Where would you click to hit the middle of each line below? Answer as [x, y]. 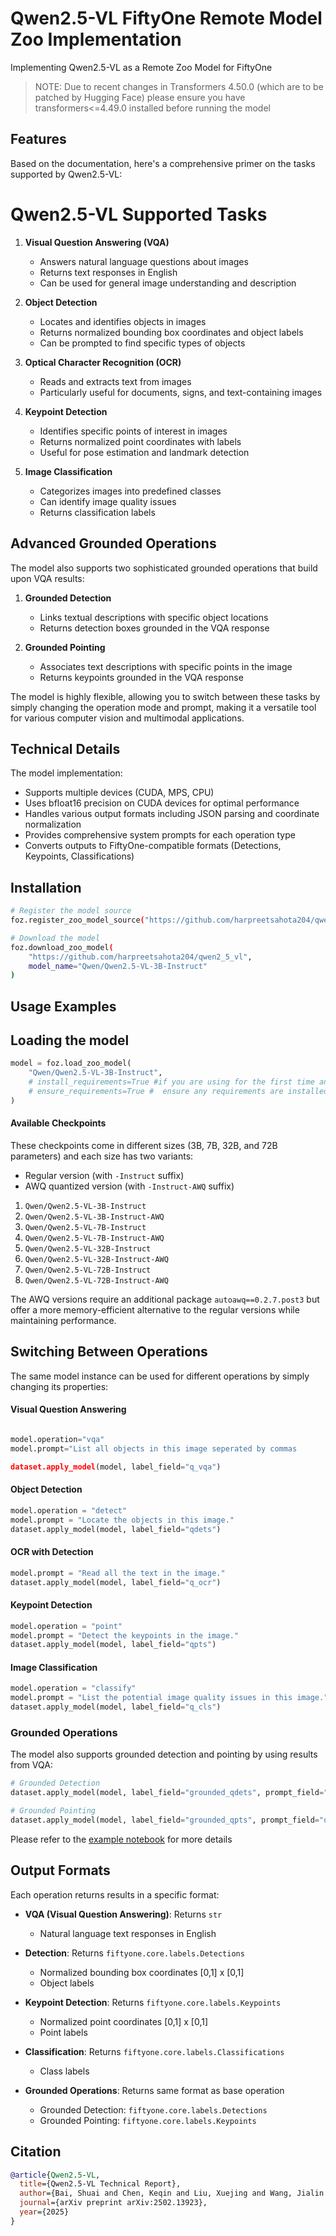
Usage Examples [63, 1006]
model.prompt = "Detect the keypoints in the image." [125, 1635]
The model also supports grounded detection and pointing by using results [164, 1754]
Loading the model [70, 1040]
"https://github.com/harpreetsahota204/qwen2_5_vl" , [140, 957]
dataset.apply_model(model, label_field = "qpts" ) [113, 1645]
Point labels [63, 2032]
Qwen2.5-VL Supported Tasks [139, 214]
